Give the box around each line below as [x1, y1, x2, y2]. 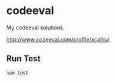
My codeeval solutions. [6, 24, 65, 31]
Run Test [6, 53, 41, 64]
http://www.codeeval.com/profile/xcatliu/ [6, 35, 110, 43]
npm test [6, 70, 29, 76]
